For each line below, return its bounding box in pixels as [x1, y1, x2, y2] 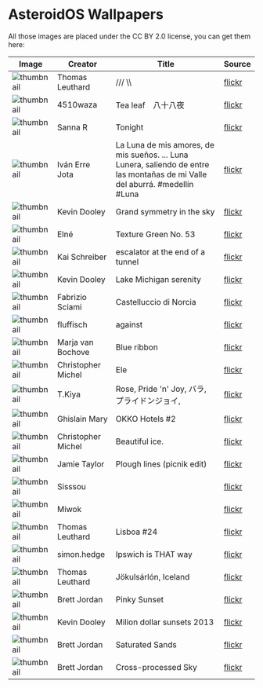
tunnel [115, 256, 139, 267]
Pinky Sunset [115, 594, 164, 605]
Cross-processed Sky [115, 661, 198, 672]
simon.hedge [57, 548, 106, 559]
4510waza [57, 99, 98, 110]
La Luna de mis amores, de [115, 139, 215, 150]
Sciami [57, 301, 82, 312]
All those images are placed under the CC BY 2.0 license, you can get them [8, 31, 251, 41]
